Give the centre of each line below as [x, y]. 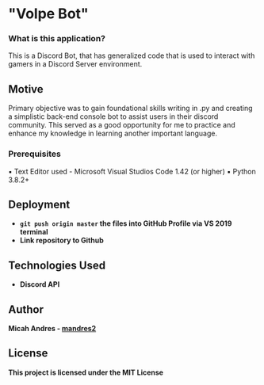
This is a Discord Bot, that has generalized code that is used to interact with [132, 55]
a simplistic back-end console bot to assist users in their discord [113, 116]
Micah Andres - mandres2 [52, 329]
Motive [26, 89]
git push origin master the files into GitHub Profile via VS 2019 [126, 223]
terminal [34, 232]
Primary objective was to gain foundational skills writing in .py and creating [130, 109]
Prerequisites [34, 154]
